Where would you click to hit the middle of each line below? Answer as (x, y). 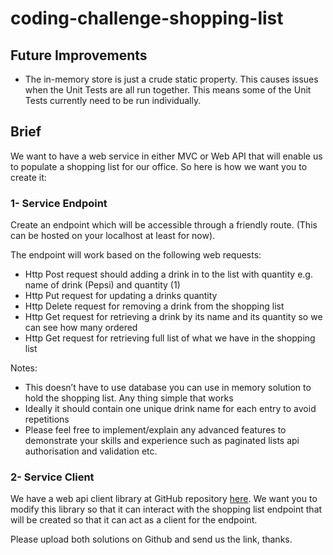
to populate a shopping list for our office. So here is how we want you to (159, 166)
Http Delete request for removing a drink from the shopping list (154, 306)
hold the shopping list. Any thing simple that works (129, 398)
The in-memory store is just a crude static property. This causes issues (171, 79)
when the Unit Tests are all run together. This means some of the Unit (168, 90)
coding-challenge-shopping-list (147, 18)
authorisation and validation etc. (91, 451)
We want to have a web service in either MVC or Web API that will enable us (166, 156)
